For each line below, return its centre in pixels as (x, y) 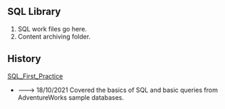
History (24, 59)
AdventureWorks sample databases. (71, 97)
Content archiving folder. (54, 36)
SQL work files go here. (52, 28)
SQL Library (34, 12)
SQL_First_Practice (35, 76)
